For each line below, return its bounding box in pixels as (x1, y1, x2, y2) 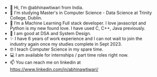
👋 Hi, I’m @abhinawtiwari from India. (9, 5, 84, 10)
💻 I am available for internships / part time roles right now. (9, 52, 129, 58)
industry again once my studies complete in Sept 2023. (9, 41, 122, 47)
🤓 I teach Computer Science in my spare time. (9, 46, 103, 52)
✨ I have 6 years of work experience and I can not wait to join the (9, 36, 143, 41)
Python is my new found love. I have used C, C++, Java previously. (9, 25, 146, 31)
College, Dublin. (9, 15, 43, 20)
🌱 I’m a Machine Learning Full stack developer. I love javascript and (9, 20, 146, 26)
